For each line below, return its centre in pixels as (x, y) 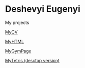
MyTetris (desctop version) (32, 60)
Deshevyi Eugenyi (43, 9)
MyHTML (14, 41)
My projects (17, 23)
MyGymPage (18, 51)
